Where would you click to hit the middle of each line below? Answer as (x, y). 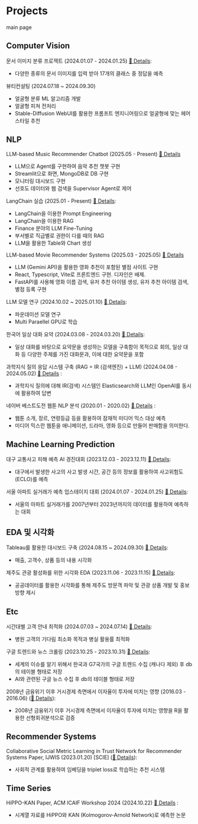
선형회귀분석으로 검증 (51, 718)
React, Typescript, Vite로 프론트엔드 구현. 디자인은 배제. (80, 274)
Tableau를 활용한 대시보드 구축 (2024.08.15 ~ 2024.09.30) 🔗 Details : (87, 547)
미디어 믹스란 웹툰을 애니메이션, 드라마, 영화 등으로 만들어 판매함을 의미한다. (102, 425)
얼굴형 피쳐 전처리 (35, 106)
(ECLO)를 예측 (31, 479)
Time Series (29, 788)
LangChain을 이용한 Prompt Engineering (63, 213)
